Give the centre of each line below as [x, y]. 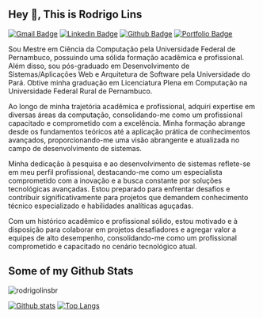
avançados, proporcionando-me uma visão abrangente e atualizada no [124, 140]
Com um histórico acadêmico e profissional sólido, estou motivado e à [123, 221]
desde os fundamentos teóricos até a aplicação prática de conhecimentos [130, 131]
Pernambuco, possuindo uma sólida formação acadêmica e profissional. [126, 57]
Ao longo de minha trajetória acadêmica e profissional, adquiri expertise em [132, 106]
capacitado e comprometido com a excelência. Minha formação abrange [127, 123]
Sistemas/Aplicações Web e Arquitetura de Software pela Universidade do [130, 74]
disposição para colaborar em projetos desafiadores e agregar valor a [122, 229]
